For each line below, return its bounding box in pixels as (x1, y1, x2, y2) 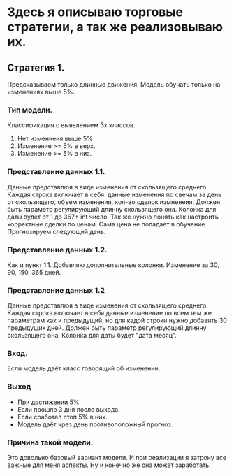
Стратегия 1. (7, 62, 65, 73)
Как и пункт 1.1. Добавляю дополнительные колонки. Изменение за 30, (7, 260, 220, 269)
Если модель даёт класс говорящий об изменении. (7, 364, 161, 373)
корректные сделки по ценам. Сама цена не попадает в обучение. (7, 219, 207, 228)
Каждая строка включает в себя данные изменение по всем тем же (7, 309, 212, 317)
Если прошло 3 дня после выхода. (17, 405, 120, 413)
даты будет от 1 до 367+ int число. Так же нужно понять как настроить (7, 212, 219, 221)
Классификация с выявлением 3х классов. (7, 121, 136, 129)
